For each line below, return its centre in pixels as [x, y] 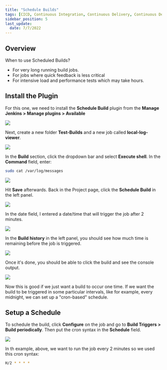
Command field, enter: [29, 161]
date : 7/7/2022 [25, 28]
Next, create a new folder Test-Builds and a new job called [66, 132]
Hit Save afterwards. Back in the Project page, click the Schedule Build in [81, 190]
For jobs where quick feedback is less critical [59, 75]
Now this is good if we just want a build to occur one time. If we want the [80, 287]
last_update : [19, 24]
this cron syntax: [22, 354]
